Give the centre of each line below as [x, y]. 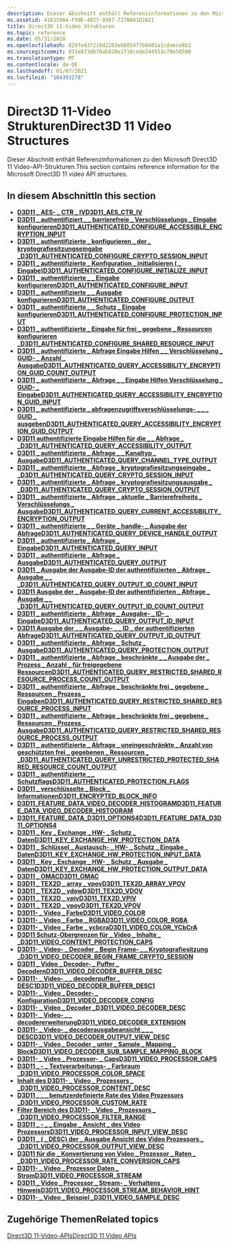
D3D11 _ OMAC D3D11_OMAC [58, 876]
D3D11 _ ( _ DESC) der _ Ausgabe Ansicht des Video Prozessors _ [110, 1139]
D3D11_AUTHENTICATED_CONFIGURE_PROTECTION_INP [140, 315]
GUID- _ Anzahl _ [41, 359]
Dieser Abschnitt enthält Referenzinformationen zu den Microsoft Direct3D [112, 159]
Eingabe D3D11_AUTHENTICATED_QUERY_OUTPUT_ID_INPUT [105, 621]
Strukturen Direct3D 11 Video [89, 126]
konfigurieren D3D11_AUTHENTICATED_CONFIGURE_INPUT [102, 285]
